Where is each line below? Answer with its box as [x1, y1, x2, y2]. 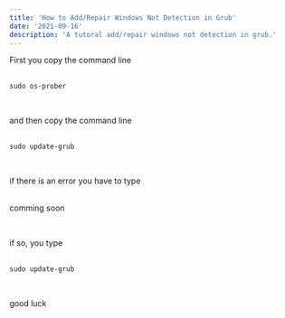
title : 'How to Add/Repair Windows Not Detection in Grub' [9, 13, 237, 23]
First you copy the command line [9, 55, 132, 66]
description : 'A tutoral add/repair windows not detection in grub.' [9, 30, 278, 39]
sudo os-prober [9, 82, 67, 91]
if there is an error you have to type [9, 175, 141, 186]
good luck [9, 298, 47, 309]
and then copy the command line [9, 115, 133, 126]
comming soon [9, 202, 65, 213]
